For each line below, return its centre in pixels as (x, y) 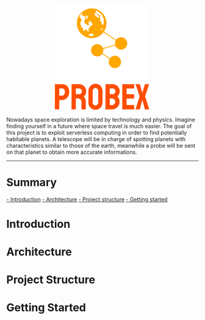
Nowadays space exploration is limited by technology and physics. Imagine (101, 119)
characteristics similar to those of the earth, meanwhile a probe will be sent (101, 145)
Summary (31, 182)
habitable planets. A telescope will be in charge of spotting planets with (96, 139)
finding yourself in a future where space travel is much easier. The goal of (99, 126)
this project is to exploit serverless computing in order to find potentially (97, 133)
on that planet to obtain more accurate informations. (72, 152)
